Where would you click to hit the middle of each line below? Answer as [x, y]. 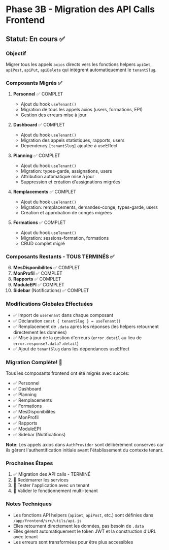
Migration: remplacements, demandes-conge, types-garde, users [89, 207]
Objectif [16, 53]
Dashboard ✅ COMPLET [39, 125]
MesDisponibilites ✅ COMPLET [46, 268]
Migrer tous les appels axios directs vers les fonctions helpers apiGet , [79, 64]
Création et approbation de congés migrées [66, 213]
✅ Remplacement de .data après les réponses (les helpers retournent [86, 327]
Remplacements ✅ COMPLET [45, 192]
